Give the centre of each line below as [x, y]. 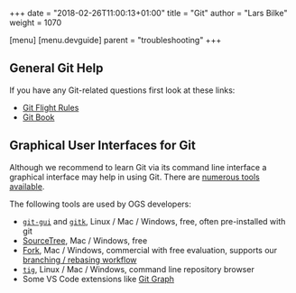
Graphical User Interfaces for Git [102, 146]
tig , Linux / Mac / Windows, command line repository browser [138, 269]
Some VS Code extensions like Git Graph [98, 279]
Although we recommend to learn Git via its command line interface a [138, 167]
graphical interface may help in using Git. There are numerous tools [134, 177]
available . [27, 186]
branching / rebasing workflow [79, 260]
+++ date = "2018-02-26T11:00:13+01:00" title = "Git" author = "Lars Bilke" [148, 13]
